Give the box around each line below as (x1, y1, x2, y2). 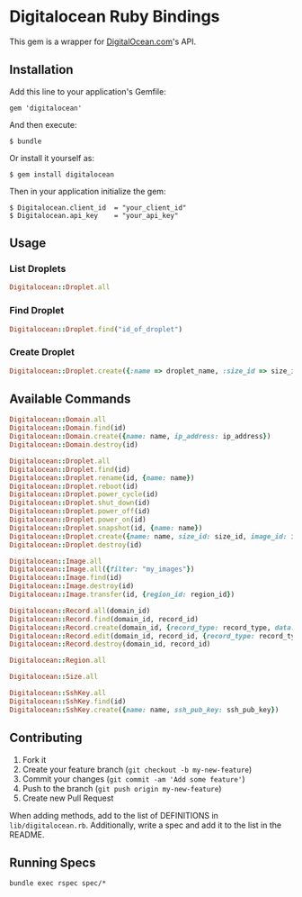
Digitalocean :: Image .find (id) (9, 574, 123, 583)
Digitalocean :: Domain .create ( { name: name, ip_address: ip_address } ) (9, 432, 271, 441)
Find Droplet (9, 304, 65, 317)
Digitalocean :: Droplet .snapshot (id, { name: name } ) (9, 523, 203, 532)
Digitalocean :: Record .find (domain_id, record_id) (9, 614, 200, 623)
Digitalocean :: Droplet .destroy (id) (9, 540, 143, 549)
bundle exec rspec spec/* (9, 879, 106, 888)
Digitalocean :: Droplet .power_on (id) (9, 515, 147, 524)
